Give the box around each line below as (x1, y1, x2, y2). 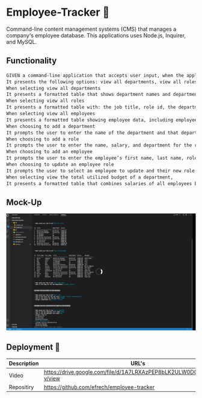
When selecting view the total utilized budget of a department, (6, 174, 173, 180)
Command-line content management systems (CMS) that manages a (6, 25, 177, 33)
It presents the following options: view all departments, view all (6, 78, 182, 85)
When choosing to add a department (6, 123, 96, 129)
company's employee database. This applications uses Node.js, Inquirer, (6, 31, 186, 39)
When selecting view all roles (6, 98, 85, 104)
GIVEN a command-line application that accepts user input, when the (6, 72, 185, 78)
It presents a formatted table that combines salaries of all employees (6, 180, 192, 186)
